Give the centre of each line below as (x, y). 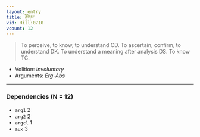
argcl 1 (24, 122)
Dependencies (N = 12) (40, 97)
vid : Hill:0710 (25, 23)
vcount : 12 (20, 28)
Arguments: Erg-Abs (40, 76)
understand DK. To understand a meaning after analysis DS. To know (105, 52)
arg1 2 (23, 110)
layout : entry (24, 12)
